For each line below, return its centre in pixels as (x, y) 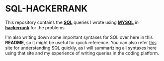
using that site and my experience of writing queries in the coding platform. (82, 53)
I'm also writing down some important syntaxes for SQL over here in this (79, 37)
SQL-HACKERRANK (46, 9)
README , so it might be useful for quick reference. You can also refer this (81, 42)
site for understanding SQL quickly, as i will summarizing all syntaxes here (81, 48)
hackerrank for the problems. (36, 27)
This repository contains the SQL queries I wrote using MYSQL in (72, 22)
